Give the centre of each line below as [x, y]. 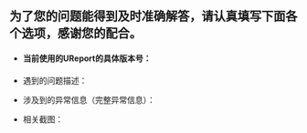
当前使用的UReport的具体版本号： [87, 58]
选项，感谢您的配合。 [81, 33]
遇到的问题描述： [55, 80]
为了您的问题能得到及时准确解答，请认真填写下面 [148, 16]
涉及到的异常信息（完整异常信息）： [89, 99]
